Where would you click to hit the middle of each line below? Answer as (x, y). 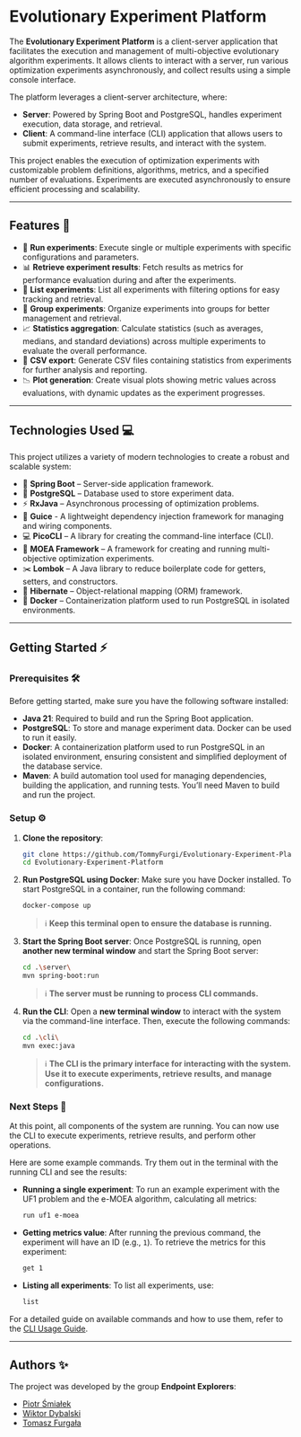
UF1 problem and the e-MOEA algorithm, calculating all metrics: (139, 1199)
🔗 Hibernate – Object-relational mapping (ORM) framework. (133, 591)
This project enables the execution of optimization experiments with (134, 160)
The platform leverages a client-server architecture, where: (118, 97)
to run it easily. (49, 737)
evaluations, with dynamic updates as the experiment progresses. (144, 392)
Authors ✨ (39, 1365)
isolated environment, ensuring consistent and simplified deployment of (155, 757)
